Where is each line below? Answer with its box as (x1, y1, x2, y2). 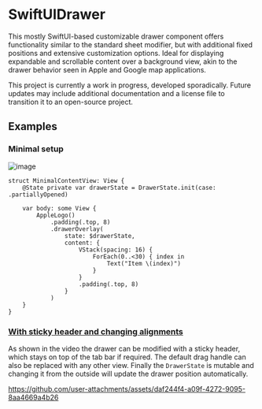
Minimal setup (8, 143, 65, 154)
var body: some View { (22, 204, 97, 212)
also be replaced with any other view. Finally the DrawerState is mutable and (8, 360, 254, 370)
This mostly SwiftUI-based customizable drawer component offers (8, 32, 224, 41)
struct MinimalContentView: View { (8, 177, 125, 184)
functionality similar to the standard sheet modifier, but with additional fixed (8, 39, 253, 49)
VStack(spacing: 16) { (78, 246, 153, 254)
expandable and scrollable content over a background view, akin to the (8, 57, 238, 66)
